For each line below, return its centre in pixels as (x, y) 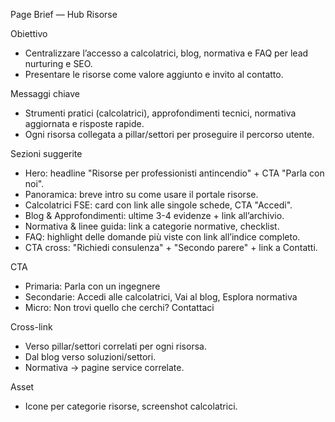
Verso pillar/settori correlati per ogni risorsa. (115, 346)
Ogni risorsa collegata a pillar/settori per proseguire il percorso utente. (169, 134)
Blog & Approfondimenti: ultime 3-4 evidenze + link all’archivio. (154, 215)
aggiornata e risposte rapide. (84, 123)
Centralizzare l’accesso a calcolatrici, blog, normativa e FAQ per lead (166, 53)
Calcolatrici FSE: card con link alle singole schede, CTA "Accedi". (158, 205)
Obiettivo (29, 33)
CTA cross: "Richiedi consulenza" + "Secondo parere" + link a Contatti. (171, 247)
